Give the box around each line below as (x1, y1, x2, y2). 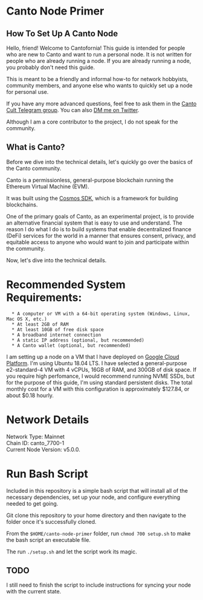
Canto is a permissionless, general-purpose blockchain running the (6, 176, 174, 183)
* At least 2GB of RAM (11, 321, 69, 328)
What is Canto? (6, 142, 65, 153)
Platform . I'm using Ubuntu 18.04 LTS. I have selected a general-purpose (6, 359, 187, 367)
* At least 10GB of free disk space (11, 326, 104, 332)
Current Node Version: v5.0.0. (6, 446, 80, 453)
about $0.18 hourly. (6, 392, 54, 399)
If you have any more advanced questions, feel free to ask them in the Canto (6, 100, 197, 107)
